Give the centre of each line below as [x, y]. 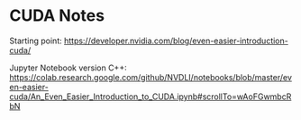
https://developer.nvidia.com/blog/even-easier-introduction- [176, 41]
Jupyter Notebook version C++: [68, 68]
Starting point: [36, 41]
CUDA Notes [57, 16]
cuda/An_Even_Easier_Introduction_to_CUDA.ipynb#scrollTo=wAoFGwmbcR [150, 97]
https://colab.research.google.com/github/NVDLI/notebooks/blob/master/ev [151, 77]
